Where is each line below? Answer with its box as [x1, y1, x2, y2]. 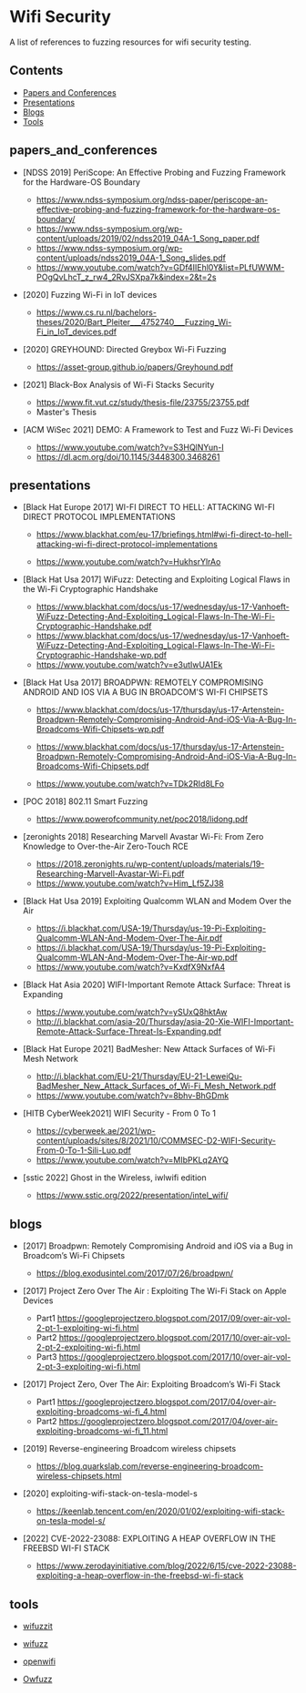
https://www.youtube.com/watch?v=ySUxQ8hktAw [36, 1006, 228, 1017]
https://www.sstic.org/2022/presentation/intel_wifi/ [36, 1190, 229, 1201]
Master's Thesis [36, 406, 97, 417]
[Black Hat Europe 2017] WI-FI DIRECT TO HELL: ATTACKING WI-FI [22, 502, 275, 513]
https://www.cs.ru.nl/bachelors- [36, 307, 158, 318]
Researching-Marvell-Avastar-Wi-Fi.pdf [36, 868, 185, 880]
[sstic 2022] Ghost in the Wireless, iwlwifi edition [22, 1172, 207, 1183]
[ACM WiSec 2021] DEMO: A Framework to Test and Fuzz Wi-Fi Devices [22, 423, 294, 434]
